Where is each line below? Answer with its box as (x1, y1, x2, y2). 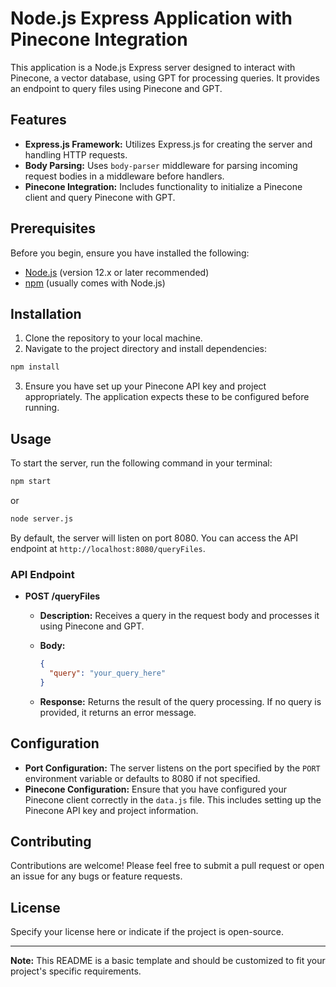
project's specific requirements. (10, 965, 142, 977)
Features (10, 112, 67, 129)
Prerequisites (10, 220, 96, 237)
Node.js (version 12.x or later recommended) (24, 266, 210, 278)
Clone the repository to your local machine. (24, 332, 203, 344)
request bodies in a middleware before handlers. (24, 170, 225, 182)
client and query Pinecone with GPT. (24, 191, 176, 203)
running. (24, 402, 60, 414)
